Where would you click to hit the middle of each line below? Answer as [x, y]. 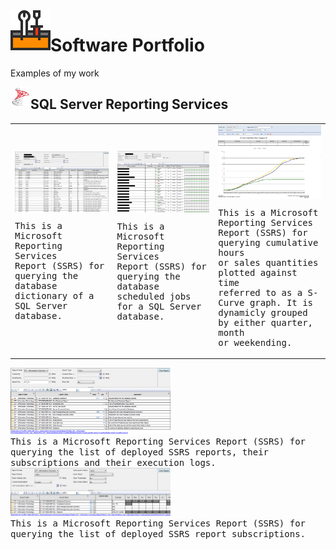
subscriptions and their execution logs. [113, 462]
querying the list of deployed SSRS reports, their [140, 452]
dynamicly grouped [263, 312]
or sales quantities [268, 262]
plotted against [258, 272]
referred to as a [260, 292]
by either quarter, [266, 322]
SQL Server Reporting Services [129, 104]
